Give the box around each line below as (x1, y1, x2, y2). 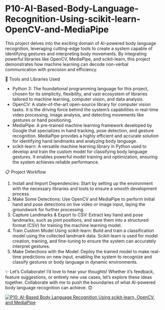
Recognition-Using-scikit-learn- (5, 13, 141, 25)
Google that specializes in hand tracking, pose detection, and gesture (12, 127, 154, 133)
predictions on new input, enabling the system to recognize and (22, 254, 152, 260)
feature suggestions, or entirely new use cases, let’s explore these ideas (5, 274, 152, 280)
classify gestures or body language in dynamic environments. (12, 259, 138, 265)
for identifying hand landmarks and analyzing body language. (12, 138, 137, 144)
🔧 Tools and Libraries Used (5, 76, 60, 82)
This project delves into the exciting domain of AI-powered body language (5, 40, 157, 46)
